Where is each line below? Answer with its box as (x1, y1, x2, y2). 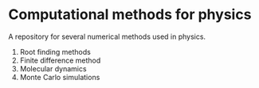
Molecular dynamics (19, 63, 87, 73)
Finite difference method (19, 55, 101, 65)
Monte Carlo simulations (19, 72, 100, 82)
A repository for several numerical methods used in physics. (8, 32, 206, 41)
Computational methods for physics (8, 6, 252, 24)
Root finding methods (19, 47, 92, 56)
